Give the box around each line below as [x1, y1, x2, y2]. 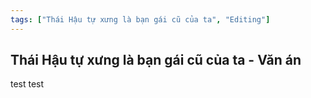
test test [10, 78, 45, 90]
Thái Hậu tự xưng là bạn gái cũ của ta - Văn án [10, 52, 302, 69]
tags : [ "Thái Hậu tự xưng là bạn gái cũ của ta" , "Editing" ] [10, 14, 271, 25]
